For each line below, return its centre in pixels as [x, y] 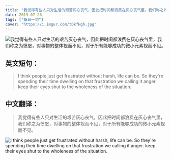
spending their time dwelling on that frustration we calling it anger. [87, 82]
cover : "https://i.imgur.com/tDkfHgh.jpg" [51, 24]
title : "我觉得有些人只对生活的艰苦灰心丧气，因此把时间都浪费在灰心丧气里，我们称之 [84, 10]
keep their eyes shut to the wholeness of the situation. [75, 87]
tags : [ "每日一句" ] [24, 19]
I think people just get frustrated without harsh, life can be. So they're [91, 76]
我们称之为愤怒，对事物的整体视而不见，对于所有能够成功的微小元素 [89, 123]
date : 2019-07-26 [24, 15]
